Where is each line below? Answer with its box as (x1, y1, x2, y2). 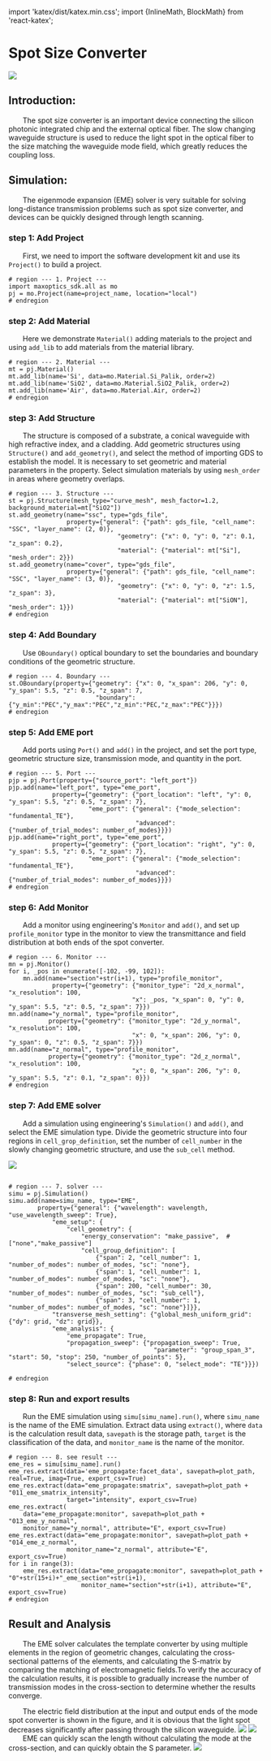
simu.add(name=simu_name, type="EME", (8, 1196, 140, 1205)
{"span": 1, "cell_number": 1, (95, 1267, 201, 1276)
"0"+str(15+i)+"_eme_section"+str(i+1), (8, 1573, 148, 1582)
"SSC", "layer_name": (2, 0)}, (8, 526, 114, 534)
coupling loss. (8, 149, 55, 159)
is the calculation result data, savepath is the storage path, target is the (8, 1429, 247, 1439)
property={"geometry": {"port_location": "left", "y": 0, (51, 791, 252, 799)
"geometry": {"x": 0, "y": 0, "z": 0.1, (117, 532, 256, 541)
